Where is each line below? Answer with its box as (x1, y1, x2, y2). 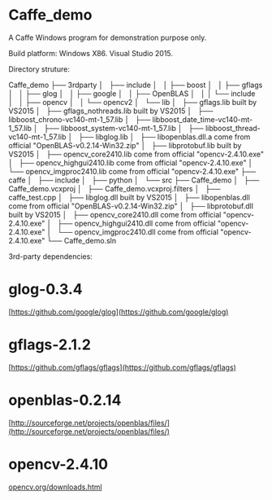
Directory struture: (8, 64, 71, 74)
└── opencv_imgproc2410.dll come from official (57, 226, 219, 237)
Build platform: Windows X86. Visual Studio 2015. (8, 48, 173, 58)
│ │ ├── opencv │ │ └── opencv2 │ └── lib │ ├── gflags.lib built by (8, 97, 257, 107)
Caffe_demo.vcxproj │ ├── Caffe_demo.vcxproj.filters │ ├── (8, 183, 221, 193)
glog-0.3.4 (8, 280, 83, 299)
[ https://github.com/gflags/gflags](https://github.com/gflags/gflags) (8, 362, 237, 372)
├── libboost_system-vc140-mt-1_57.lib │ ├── (43, 123, 205, 133)
